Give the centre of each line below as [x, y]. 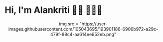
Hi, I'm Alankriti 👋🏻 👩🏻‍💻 [54, 10]
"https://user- [93, 24]
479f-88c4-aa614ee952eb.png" [83, 34]
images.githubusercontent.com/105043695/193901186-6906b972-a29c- [83, 29]
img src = [69, 24]
